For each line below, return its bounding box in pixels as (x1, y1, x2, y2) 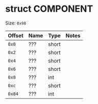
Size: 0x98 (5, 20, 27, 26)
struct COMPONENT (5, 3, 93, 15)
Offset (8, 32, 24, 39)
